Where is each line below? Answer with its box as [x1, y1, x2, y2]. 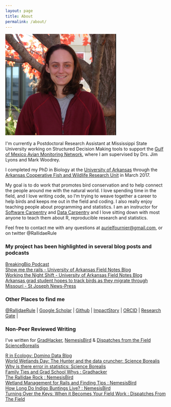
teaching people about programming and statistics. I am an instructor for [5, 204, 158, 210]
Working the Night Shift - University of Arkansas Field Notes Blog [5, 272, 143, 278]
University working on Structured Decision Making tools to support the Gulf [5, 146, 164, 152]
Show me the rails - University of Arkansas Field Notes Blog [5, 267, 131, 273]
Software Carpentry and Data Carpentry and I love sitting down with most [5, 209, 160, 215]
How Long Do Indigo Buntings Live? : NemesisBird [5, 385, 111, 392]
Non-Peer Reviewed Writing [5, 325, 76, 333]
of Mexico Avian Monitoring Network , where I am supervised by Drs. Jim [5, 151, 158, 157]
